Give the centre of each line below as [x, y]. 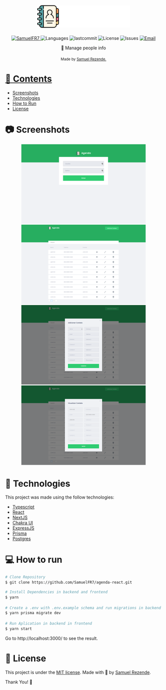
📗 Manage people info [83, 48]
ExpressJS [23, 528]
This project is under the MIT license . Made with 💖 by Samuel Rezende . [78, 672]
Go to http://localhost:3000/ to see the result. [52, 638]
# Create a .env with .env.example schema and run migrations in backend [83, 608]
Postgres [22, 539]
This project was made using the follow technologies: [60, 497]
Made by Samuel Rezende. [83, 59]
